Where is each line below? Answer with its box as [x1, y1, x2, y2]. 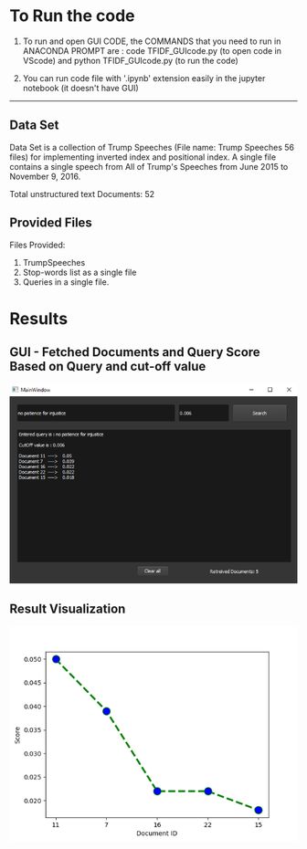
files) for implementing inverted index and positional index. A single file [9, 152, 277, 162]
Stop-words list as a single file [22, 267, 137, 278]
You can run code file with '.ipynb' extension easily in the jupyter [22, 72, 266, 83]
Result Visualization [9, 601, 126, 616]
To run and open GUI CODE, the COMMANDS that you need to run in [22, 36, 281, 47]
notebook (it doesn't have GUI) [22, 82, 139, 93]
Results [9, 308, 69, 329]
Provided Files [9, 215, 93, 231]
